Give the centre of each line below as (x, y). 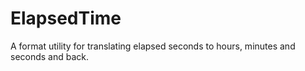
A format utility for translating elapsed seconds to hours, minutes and (153, 46)
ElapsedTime (66, 18)
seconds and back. (50, 56)
